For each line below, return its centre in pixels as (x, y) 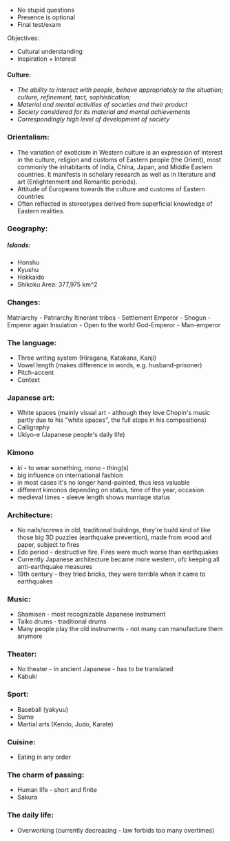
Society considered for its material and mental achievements (104, 112)
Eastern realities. (41, 211)
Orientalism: (28, 137)
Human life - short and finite (57, 790)
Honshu (28, 262)
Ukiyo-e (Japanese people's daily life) (71, 435)
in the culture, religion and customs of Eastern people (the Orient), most (119, 159)
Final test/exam (39, 25)
